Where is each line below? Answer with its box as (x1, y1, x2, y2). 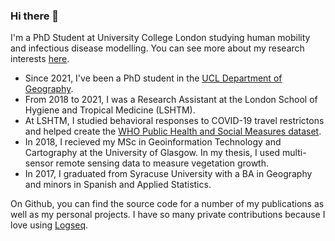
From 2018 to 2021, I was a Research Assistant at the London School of (24, 94, 318, 106)
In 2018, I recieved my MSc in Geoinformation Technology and (24, 136, 282, 148)
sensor (24, 157, 54, 169)
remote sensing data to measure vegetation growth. (55, 157, 270, 169)
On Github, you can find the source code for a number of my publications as (10, 198, 325, 210)
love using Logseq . (10, 219, 89, 231)
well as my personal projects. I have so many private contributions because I (10, 209, 326, 221)
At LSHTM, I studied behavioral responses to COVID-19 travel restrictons (24, 115, 325, 127)
